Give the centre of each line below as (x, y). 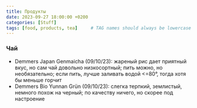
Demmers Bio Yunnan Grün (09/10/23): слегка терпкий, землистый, (98, 86)
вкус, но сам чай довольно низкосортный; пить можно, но (89, 67)
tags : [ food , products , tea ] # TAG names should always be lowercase (99, 28)
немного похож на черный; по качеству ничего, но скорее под (94, 92)
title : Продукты (26, 11)
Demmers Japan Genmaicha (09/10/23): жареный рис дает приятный (101, 61)
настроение (30, 99)
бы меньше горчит (38, 80)
